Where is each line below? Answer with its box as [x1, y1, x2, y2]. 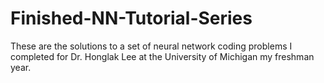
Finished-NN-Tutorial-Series [10, 7, 253, 30]
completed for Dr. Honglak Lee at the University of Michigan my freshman [10, 50, 315, 62]
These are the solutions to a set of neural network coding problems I [10, 40, 293, 52]
